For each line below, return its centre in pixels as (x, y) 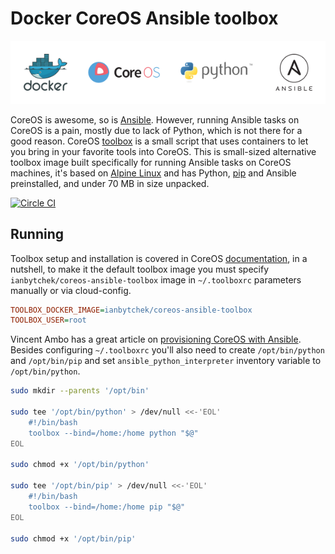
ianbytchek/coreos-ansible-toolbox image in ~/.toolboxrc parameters (156, 279)
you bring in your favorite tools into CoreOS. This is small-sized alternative (163, 151)
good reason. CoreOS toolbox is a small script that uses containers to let (159, 141)
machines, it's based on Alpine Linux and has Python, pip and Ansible (153, 173)
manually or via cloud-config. (71, 290)
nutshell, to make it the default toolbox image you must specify (140, 269)
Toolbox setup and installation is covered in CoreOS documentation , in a (159, 258)
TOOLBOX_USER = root (48, 320)
